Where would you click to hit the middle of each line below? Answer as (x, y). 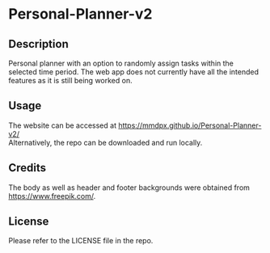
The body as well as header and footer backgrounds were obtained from (129, 188)
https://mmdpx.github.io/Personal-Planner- (190, 125)
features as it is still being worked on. (70, 80)
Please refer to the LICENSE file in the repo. (81, 241)
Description (38, 44)
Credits (27, 168)
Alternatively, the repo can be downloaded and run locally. (105, 142)
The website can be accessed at (63, 125)
